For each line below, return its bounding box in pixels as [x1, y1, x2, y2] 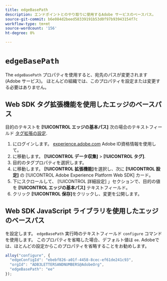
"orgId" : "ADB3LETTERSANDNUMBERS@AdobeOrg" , [10, 262, 104, 267]
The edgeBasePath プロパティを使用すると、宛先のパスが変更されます [5, 71, 148, 77]
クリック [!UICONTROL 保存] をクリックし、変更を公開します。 [12, 190, 142, 196]
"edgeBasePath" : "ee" [10, 267, 55, 272]
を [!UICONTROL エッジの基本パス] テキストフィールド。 [12, 184, 130, 190]
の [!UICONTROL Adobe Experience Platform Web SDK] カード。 [20, 172, 154, 178]
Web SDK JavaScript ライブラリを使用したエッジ [5, 207, 159, 215]
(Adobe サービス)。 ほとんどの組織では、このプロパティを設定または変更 [5, 78, 156, 84]
